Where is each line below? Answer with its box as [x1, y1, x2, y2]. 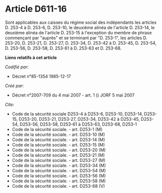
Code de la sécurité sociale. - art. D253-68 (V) [12, 183, 105, 189]
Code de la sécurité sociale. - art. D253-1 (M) [12, 126, 103, 132]
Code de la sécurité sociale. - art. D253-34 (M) [12, 162, 106, 168]
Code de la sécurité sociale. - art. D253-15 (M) [12, 142, 105, 147]
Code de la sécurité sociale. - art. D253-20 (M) [12, 147, 106, 153]
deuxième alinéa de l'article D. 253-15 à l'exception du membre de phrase [5, 30, 152, 35]
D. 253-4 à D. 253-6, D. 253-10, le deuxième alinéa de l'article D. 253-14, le [5, 24, 155, 30]
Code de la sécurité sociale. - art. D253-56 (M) [12, 173, 106, 178]
